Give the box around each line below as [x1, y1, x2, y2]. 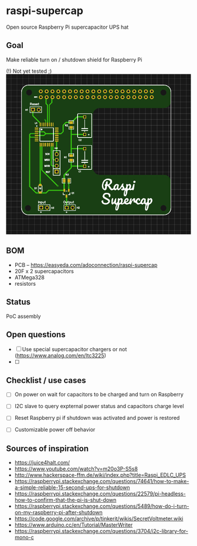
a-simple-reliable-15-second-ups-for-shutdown [14, 484, 130, 491]
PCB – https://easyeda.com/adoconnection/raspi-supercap [14, 261, 158, 268]
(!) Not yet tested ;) [6, 67, 52, 74]
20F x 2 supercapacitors [14, 267, 74, 274]
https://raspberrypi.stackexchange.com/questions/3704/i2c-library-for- [14, 528, 189, 535]
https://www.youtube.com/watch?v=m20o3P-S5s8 [14, 465, 138, 473]
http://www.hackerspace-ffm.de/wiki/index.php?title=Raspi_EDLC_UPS [14, 472, 186, 479]
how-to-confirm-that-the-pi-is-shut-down [14, 497, 117, 504]
